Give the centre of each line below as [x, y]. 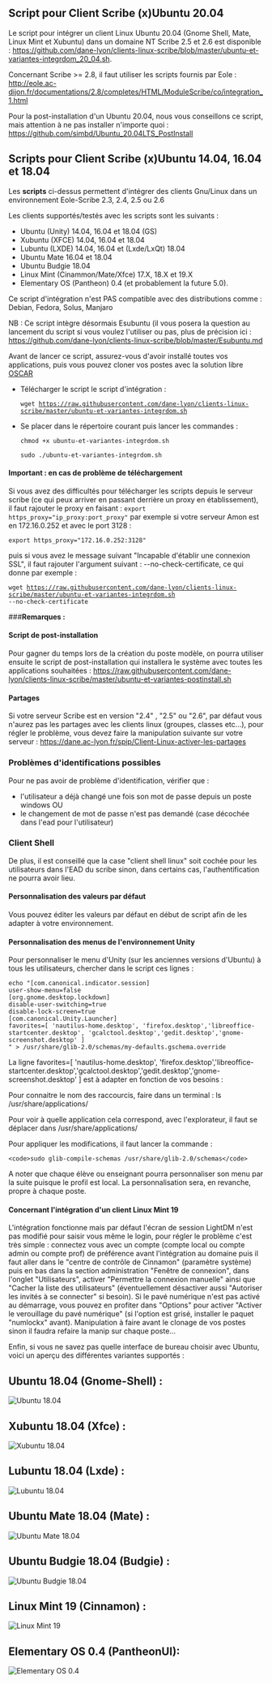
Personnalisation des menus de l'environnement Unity [102, 941]
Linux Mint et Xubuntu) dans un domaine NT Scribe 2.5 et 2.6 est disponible [135, 41]
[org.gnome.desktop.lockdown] [59, 997]
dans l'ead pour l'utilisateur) [67, 822]
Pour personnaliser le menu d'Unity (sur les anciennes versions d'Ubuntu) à [135, 960]
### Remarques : [37, 617]
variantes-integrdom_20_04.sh [59, 58]
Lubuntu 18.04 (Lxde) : [67, 1471]
